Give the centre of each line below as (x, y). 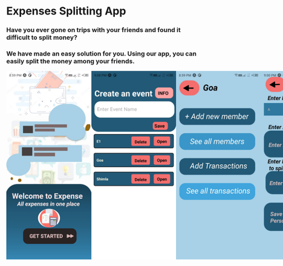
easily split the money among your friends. (70, 62)
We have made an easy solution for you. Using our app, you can (101, 54)
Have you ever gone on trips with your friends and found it (93, 30)
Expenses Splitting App (66, 11)
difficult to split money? (42, 37)
